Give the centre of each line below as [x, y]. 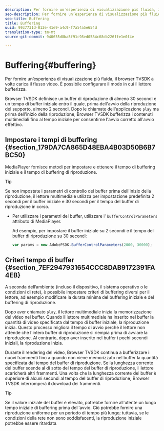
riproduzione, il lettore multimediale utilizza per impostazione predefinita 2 [80, 196]
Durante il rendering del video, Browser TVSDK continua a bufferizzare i [77, 352]
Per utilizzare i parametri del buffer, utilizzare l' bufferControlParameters [85, 216]
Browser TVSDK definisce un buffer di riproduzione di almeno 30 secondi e [81, 99]
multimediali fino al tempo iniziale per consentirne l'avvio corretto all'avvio [80, 119]
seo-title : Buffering [27, 19]
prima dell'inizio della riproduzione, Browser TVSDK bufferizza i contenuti [79, 114]
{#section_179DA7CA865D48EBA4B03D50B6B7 [80, 148]
